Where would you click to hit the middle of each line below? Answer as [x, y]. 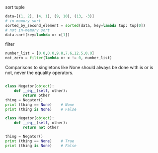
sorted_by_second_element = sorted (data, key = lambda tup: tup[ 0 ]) [75, 25]
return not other [41, 128]
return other [37, 95]
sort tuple [15, 7]
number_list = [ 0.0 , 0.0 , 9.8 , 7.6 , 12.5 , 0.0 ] [50, 53]
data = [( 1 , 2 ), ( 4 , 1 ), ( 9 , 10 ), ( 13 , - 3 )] [50, 16]
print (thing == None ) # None [40, 105]
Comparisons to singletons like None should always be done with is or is [79, 68]
